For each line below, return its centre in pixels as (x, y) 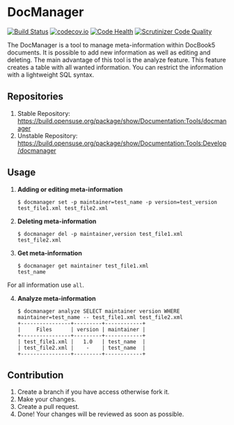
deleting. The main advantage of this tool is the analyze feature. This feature (117, 59)
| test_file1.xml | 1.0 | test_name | (81, 342)
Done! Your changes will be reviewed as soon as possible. (101, 414)
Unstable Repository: (47, 135)
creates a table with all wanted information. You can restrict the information (115, 67)
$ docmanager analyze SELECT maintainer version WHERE (99, 311)
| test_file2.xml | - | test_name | (81, 348)
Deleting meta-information (57, 221)
